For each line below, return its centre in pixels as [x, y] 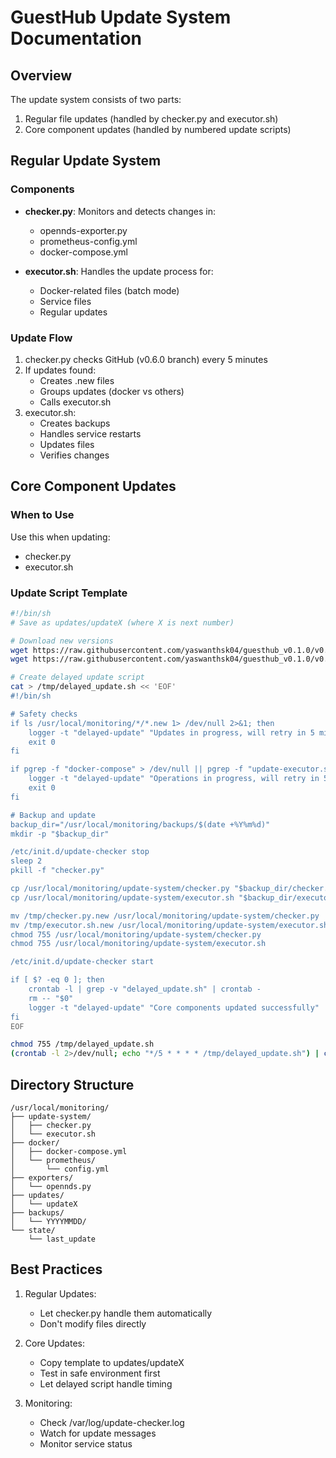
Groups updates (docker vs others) [112, 391]
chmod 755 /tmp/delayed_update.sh [82, 1044]
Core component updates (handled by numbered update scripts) [158, 129]
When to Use [42, 515]
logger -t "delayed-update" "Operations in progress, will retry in [174, 779]
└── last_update [62, 1239]
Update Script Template [69, 593]
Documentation [76, 38]
